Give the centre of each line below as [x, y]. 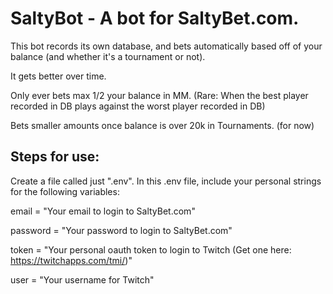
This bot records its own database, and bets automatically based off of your [166, 46]
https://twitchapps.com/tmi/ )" [71, 260]
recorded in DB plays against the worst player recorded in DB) [138, 106]
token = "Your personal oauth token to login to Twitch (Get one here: [151, 249]
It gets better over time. [58, 76]
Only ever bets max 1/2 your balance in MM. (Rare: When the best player [159, 95]
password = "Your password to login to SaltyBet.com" [121, 230]
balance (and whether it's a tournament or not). [108, 56]
